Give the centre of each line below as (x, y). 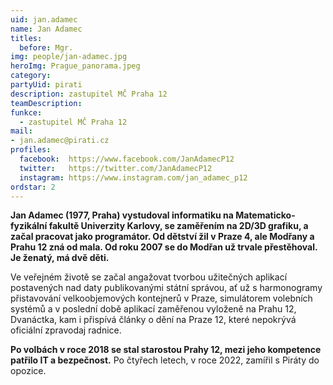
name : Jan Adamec (46, 29)
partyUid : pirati (46, 85)
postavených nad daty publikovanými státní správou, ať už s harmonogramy (166, 288)
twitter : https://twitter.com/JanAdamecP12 (116, 168)
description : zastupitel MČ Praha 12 (89, 94)
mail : (21, 131)
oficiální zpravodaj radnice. (66, 330)
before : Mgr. (46, 47)
